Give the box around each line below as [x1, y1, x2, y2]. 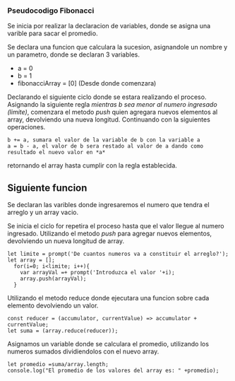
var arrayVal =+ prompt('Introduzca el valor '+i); [20, 269, 175, 276]
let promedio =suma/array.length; [7, 361, 109, 368]
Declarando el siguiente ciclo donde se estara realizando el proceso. [7, 93, 207, 101]
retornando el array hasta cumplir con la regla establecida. [7, 161, 178, 170]
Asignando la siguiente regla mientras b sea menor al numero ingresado [7, 100, 217, 109]
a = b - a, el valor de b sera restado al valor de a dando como [7, 143, 203, 150]
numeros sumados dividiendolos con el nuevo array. [7, 347, 159, 356]
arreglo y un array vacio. [7, 208, 79, 217]
